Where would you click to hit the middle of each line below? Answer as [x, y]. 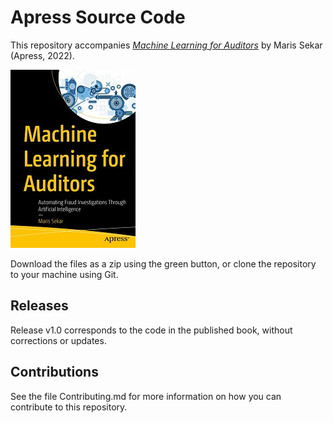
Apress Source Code [98, 17]
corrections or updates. [58, 340]
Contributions [54, 372]
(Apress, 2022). [42, 55]
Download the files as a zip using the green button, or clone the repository [163, 263]
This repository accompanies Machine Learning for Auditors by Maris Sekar [166, 45]
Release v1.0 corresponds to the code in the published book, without [151, 330]
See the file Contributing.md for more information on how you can [146, 396]
